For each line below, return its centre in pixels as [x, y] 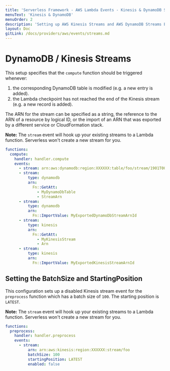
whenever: [16, 78]
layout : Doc [18, 29]
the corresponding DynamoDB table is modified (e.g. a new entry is [83, 88]
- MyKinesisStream [56, 239]
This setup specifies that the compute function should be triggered [74, 73]
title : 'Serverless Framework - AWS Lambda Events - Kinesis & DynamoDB [83, 10]
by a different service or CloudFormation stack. [54, 125]
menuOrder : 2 [19, 19]
